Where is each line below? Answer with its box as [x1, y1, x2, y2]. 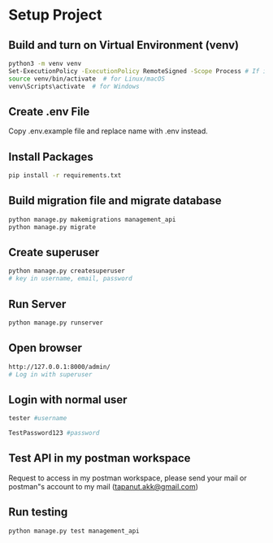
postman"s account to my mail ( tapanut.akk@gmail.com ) [8, 481, 199, 491]
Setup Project [8, 6, 103, 24]
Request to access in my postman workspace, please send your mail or [8, 473, 247, 483]
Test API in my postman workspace [8, 451, 191, 465]
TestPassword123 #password [8, 429, 100, 437]
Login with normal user [8, 393, 128, 406]
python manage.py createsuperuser [8, 267, 126, 276]
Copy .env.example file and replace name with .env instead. [8, 126, 209, 136]
